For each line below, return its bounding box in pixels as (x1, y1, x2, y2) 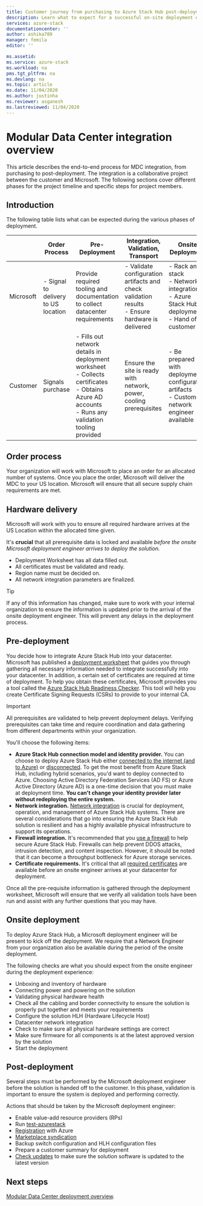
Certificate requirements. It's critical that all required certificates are (14, 860, 187, 867)
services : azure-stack (6, 20, 63, 26)
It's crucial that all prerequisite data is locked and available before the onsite (6, 539, 196, 545)
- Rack (168, 262, 188, 270)
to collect (76, 300, 103, 309)
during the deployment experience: (6, 968, 94, 975)
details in (76, 347, 101, 356)
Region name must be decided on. (14, 569, 101, 577)
